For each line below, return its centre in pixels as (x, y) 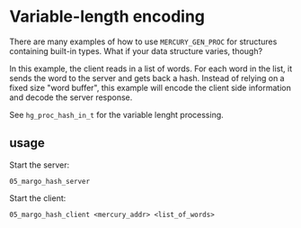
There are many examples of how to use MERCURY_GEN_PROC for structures (143, 41)
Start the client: (38, 198)
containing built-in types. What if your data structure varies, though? (136, 50)
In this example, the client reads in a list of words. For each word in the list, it (151, 68)
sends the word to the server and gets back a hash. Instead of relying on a (147, 78)
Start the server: (40, 165)
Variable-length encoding (107, 17)
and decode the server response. (71, 97)
